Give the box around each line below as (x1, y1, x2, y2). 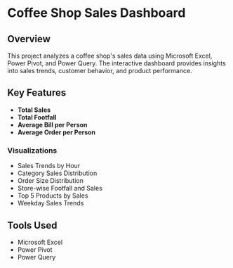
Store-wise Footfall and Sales (17, 184, 103, 193)
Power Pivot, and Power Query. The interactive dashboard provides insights (7, 59, 226, 68)
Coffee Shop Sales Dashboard (7, 5, 186, 21)
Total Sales (17, 106, 51, 114)
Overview (7, 33, 51, 45)
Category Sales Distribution (17, 169, 98, 177)
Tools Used (7, 219, 58, 231)
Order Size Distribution (17, 177, 84, 185)
